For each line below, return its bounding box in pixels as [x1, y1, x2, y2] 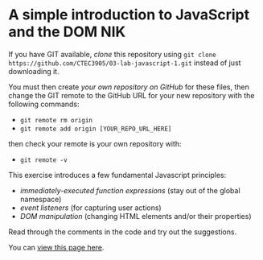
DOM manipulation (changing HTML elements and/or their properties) [19, 211, 252, 221]
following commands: [8, 99, 80, 109]
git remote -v [19, 155, 68, 164]
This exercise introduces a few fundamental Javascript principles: [8, 170, 227, 180]
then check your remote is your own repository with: [8, 138, 182, 148]
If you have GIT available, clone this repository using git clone [8, 49, 216, 59]
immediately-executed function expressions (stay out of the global [19, 185, 240, 195]
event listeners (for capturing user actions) [19, 203, 162, 213]
